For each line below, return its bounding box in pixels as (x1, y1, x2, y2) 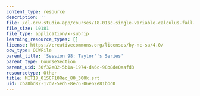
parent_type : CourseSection (6, 58, 76, 64)
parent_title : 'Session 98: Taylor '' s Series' (6, 53, 124, 59)
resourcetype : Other (6, 70, 58, 76)
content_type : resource (6, 8, 65, 15)
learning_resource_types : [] (6, 36, 79, 42)
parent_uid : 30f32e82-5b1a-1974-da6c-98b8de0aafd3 (6, 64, 135, 70)
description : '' (6, 14, 46, 20)
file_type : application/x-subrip (6, 31, 89, 37)
